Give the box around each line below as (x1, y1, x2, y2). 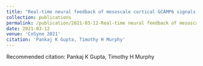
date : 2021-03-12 (6, 25, 50, 32)
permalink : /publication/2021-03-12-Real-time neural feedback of (6, 20, 177, 26)
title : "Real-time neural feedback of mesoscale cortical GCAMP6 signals (6, 8, 196, 15)
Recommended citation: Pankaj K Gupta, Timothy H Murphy (6, 53, 155, 60)
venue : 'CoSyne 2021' (6, 31, 61, 37)
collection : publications (6, 14, 71, 20)
